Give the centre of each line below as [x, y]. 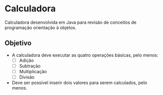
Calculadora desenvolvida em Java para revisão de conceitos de [71, 22]
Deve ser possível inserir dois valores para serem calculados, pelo [79, 83]
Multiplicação [33, 71]
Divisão [27, 77]
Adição [27, 60]
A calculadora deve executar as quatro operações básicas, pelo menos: [85, 55]
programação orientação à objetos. [41, 27]
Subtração [30, 66]
